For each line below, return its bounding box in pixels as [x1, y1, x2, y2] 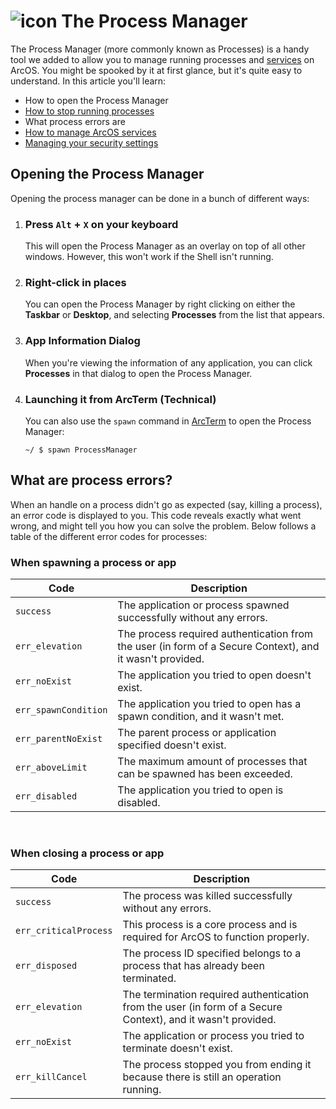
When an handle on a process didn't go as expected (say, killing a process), [10, 498, 323, 510]
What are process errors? [10, 472, 173, 489]
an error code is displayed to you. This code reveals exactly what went [10, 509, 302, 521]
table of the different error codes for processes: [10, 530, 208, 542]
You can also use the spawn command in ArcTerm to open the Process [24, 415, 312, 427]
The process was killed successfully [122, 889, 293, 903]
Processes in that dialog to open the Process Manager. [24, 367, 253, 379]
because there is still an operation [122, 1070, 282, 1084]
